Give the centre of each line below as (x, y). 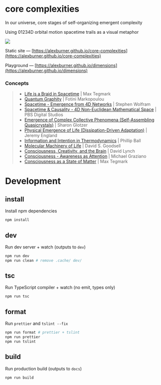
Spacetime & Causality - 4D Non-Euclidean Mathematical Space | (90, 110)
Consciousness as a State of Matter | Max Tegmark (76, 161)
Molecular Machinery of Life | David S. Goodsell (72, 146)
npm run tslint (21, 341)
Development (33, 181)
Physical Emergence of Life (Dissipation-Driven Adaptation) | (86, 130)
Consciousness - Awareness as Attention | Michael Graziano (85, 156)
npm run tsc (17, 296)
